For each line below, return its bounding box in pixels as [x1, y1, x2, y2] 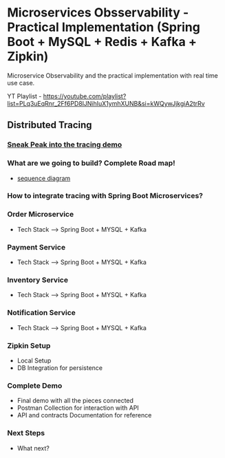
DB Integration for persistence [17, 363, 103, 372]
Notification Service [7, 308, 76, 318]
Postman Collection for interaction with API [17, 404, 139, 412]
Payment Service [7, 242, 66, 252]
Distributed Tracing [7, 119, 92, 131]
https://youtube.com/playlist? [43, 91, 127, 100]
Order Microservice [7, 210, 74, 219]
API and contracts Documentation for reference [17, 411, 152, 419]
